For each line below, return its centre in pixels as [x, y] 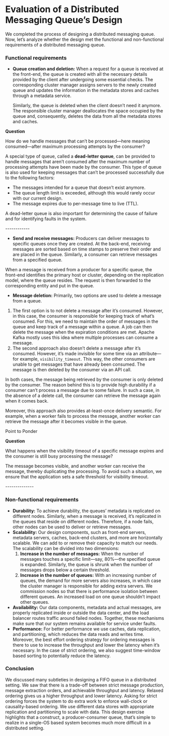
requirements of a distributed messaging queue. [55, 44]
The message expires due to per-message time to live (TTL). [75, 204]
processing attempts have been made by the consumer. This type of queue [83, 167]
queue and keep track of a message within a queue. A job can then [82, 327]
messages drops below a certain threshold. [65, 570]
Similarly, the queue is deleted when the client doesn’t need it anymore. [87, 106]
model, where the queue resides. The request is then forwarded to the [78, 280]
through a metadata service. [42, 96]
